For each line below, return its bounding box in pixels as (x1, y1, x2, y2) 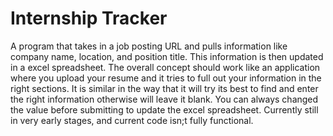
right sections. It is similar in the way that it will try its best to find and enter (10, 82, 319, 94)
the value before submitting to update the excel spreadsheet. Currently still (10, 103, 319, 116)
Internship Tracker (10, 7, 168, 30)
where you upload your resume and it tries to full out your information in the (10, 72, 322, 84)
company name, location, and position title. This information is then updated (10, 50, 324, 62)
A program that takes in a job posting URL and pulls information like (10, 40, 288, 52)
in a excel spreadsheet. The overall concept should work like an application (10, 61, 321, 73)
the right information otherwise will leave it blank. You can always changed (10, 93, 319, 105)
